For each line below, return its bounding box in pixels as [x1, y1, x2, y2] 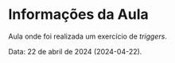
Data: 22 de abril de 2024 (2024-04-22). [8, 46, 142, 56]
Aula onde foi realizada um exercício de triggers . [8, 31, 167, 41]
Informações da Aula [8, 6, 149, 24]
